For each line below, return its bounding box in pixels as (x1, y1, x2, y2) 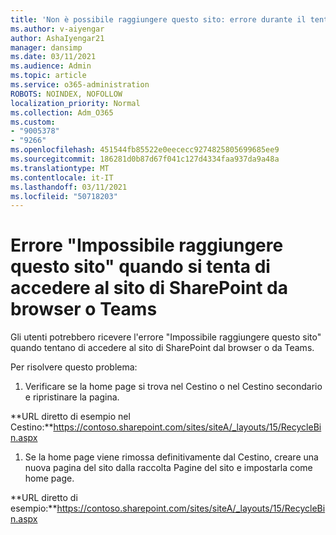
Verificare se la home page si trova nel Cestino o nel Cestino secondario (24, 381, 323, 393)
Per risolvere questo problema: (10, 361, 138, 373)
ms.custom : (10, 117, 56, 127)
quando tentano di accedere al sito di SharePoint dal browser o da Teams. (10, 342, 315, 354)
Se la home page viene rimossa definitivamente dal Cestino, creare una (24, 451, 319, 463)
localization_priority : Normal (10, 98, 141, 108)
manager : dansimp (10, 42, 83, 53)
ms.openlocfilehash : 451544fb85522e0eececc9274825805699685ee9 (10, 145, 280, 155)
